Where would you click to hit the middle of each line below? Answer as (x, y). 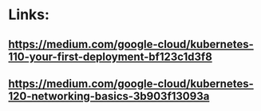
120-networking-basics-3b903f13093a (109, 96)
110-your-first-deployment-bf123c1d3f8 (111, 56)
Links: (29, 15)
